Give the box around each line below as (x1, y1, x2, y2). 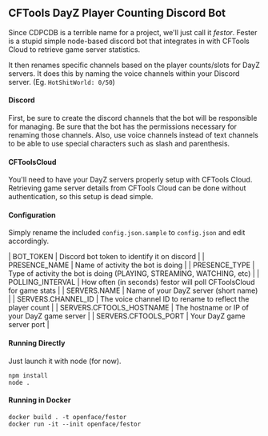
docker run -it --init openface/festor (8, 420, 142, 428)
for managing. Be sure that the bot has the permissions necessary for (8, 122, 238, 131)
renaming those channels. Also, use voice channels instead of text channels (8, 130, 258, 140)
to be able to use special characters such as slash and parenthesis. (8, 139, 230, 149)
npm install (8, 371, 48, 379)
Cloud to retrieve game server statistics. (8, 44, 141, 54)
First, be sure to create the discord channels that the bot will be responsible (8, 114, 258, 123)
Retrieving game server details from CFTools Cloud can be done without (8, 183, 246, 193)
